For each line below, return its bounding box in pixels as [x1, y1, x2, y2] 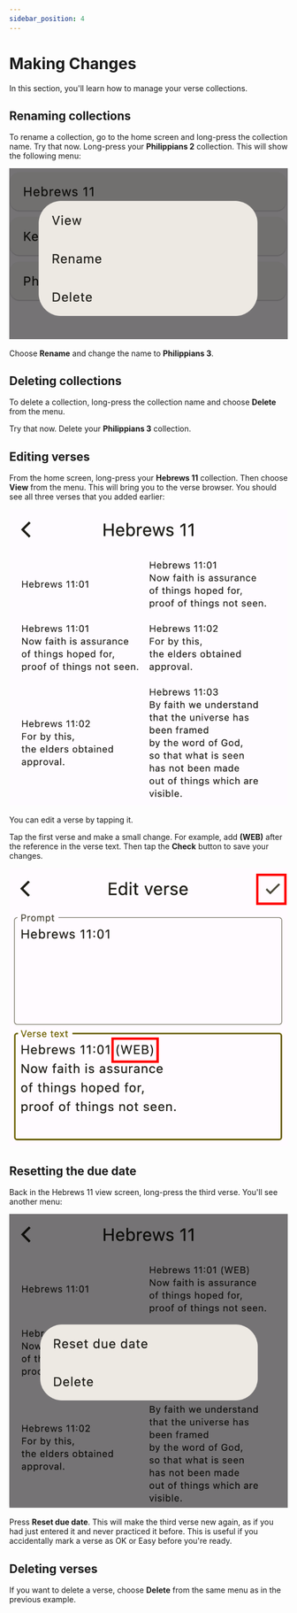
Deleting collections [9, 373, 122, 389]
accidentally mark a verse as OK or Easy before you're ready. [9, 1536, 232, 1547]
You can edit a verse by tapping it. [9, 814, 134, 825]
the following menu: [9, 150, 81, 161]
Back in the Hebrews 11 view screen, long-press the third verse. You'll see [9, 1187, 278, 1198]
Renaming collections [9, 108, 132, 123]
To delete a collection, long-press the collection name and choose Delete [9, 397, 277, 407]
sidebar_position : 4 [9, 14, 86, 23]
